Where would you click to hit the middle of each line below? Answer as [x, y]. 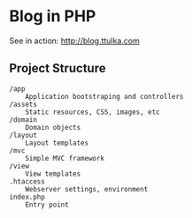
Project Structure [58, 68]
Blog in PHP [53, 16]
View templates [53, 174]
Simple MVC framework [65, 158]
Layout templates [57, 143]
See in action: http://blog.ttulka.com [74, 41]
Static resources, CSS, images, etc [93, 112]
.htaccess [27, 181]
